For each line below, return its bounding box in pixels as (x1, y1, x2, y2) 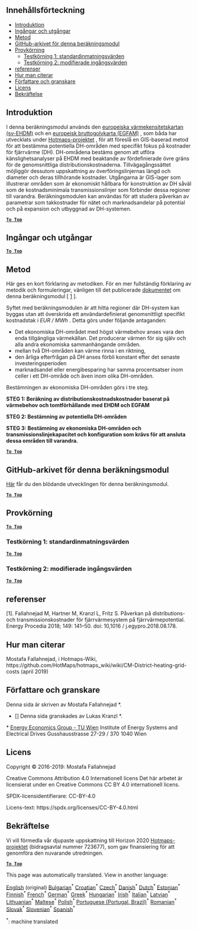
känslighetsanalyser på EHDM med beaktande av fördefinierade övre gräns (6, 155, 189, 162)
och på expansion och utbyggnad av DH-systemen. (6, 205, 132, 212)
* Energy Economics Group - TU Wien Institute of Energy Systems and (6, 724, 178, 731)
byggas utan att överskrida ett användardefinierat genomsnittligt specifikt (6, 311, 185, 318)
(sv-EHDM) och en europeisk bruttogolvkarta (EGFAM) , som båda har (6, 129, 177, 136)
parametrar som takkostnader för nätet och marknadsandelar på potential (6, 199, 185, 206)
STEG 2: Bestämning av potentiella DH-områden (6, 413, 127, 420)
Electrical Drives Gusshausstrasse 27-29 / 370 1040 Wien (6, 730, 147, 737)
